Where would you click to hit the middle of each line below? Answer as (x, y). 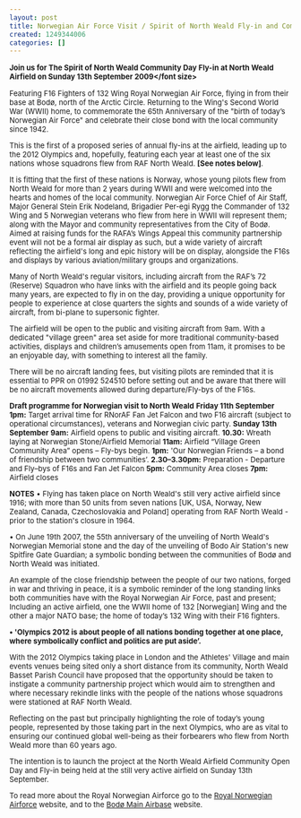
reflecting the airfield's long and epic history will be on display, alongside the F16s (150, 251)
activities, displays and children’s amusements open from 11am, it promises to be (147, 347)
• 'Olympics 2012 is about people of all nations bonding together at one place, (146, 632)
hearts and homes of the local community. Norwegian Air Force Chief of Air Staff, (149, 198)
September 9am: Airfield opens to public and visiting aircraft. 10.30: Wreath (140, 433)
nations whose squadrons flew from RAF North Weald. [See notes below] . (137, 164)
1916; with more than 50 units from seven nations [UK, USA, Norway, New (136, 503)
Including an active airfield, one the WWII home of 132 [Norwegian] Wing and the (148, 607)
